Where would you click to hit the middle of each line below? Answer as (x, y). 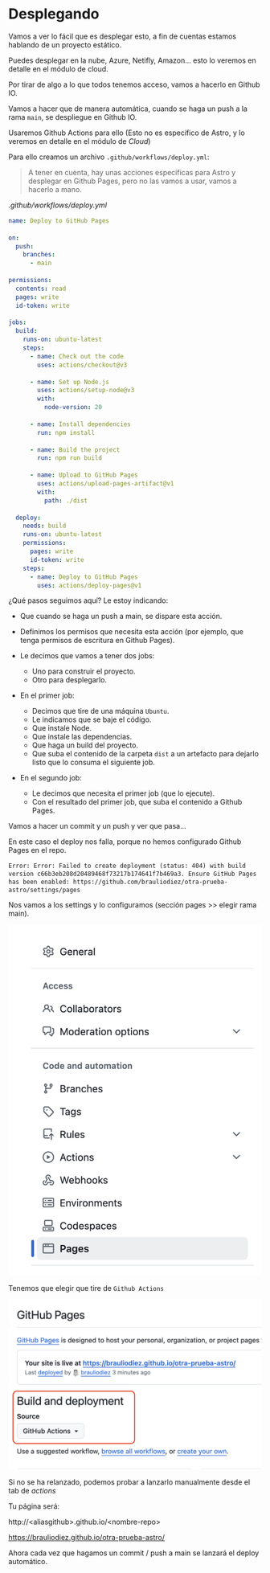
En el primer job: (47, 695)
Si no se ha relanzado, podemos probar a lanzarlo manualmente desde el (129, 1482)
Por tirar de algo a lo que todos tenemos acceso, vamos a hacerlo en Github (134, 84)
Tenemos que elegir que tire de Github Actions (86, 1288)
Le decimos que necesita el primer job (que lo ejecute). (123, 793)
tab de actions (32, 1491)
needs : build (45, 526)
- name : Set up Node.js (70, 382)
